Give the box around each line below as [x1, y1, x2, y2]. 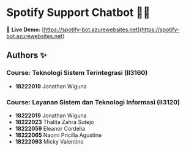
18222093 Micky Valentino [15, 137, 84, 145]
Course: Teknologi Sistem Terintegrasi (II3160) [6, 69, 148, 77]
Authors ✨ [6, 50, 47, 61]
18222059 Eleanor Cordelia [15, 125, 86, 132]
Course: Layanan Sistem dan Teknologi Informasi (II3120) [6, 98, 180, 106]
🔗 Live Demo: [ [6, 26, 45, 33]
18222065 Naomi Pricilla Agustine [15, 131, 102, 139]
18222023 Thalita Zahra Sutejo [15, 118, 94, 125]
